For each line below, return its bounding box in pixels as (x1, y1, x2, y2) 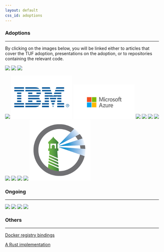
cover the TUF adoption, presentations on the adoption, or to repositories (5, 50, 152, 56)
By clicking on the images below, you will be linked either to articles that (5, 45, 150, 51)
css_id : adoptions (5, 13, 42, 18)
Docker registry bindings (5, 232, 55, 238)
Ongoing (5, 188, 26, 195)
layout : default (5, 8, 38, 13)
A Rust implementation (5, 242, 51, 248)
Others (5, 216, 22, 223)
